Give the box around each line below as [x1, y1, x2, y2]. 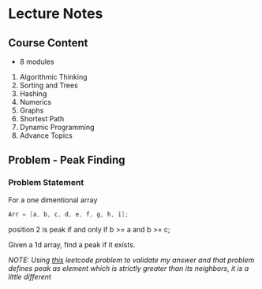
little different [8, 272, 51, 281]
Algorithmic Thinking [19, 72, 88, 81]
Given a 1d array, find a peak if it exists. [8, 239, 136, 249]
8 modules [19, 57, 54, 66]
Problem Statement [8, 177, 84, 188]
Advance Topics [19, 131, 73, 140]
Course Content [8, 36, 88, 50]
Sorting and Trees [19, 80, 79, 90]
